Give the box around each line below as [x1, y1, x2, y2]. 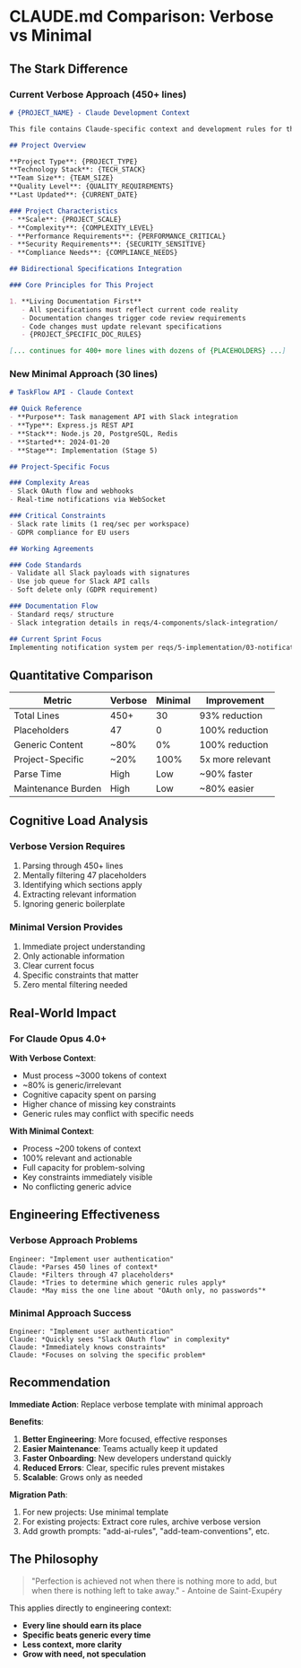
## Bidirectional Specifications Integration [9, 265, 182, 274]
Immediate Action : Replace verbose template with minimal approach [9, 1399, 263, 1409]
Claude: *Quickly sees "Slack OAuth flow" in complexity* [9, 1335, 230, 1344]
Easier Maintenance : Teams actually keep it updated [21, 1443, 219, 1453]
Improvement [205, 694, 264, 707]
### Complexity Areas [9, 478, 90, 487]
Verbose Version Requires [9, 839, 125, 852]
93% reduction [199, 709, 262, 722]
